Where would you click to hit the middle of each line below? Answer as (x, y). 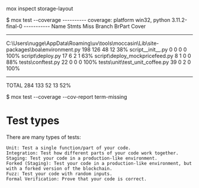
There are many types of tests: (44, 137)
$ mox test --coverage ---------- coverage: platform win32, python (88, 20)
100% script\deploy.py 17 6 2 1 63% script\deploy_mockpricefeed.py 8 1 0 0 (99, 56)
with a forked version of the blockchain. (59, 168)
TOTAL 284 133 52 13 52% (39, 85)
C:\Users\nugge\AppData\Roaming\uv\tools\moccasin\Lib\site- (83, 43)
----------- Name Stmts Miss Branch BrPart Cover (85, 26)
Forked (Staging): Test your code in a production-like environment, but (99, 163)
